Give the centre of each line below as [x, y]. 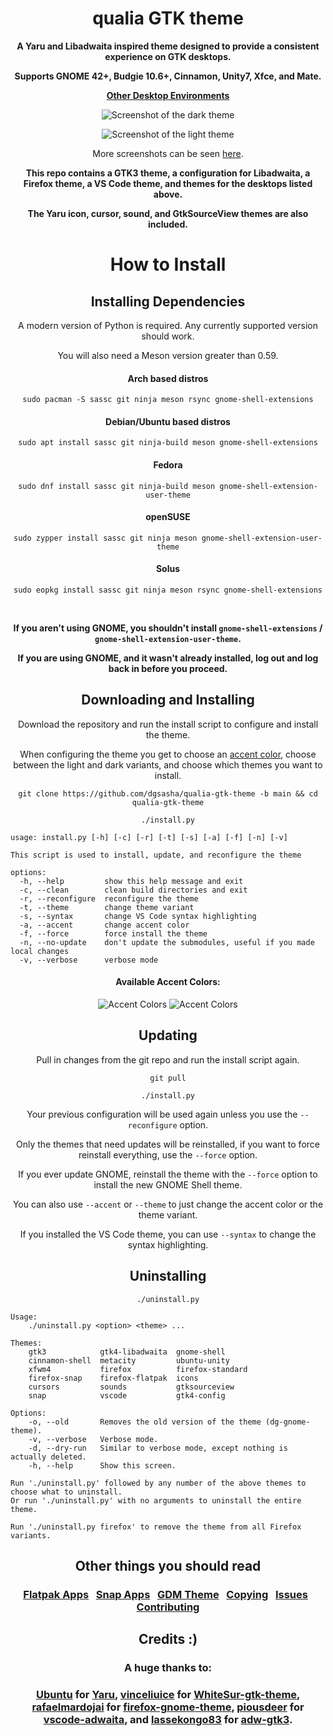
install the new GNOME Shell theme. [168, 1184]
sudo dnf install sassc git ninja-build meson [117, 486]
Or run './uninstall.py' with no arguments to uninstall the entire [156, 1500]
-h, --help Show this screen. [102, 1465]
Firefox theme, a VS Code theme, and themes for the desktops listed [168, 183]
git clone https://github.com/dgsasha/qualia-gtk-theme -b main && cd [168, 793]
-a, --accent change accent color [104, 925]
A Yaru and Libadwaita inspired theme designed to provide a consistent [168, 46]
